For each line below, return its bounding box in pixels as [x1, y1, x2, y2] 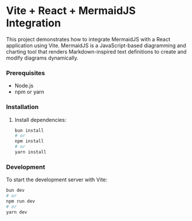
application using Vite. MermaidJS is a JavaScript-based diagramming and [6, 42, 186, 49]
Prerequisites [6, 69, 45, 77]
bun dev [6, 188, 25, 194]
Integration [6, 16, 61, 30]
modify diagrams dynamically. [6, 54, 79, 61]
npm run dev [6, 198, 35, 204]
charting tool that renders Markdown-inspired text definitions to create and [6, 48, 187, 55]
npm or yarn [14, 89, 44, 96]
